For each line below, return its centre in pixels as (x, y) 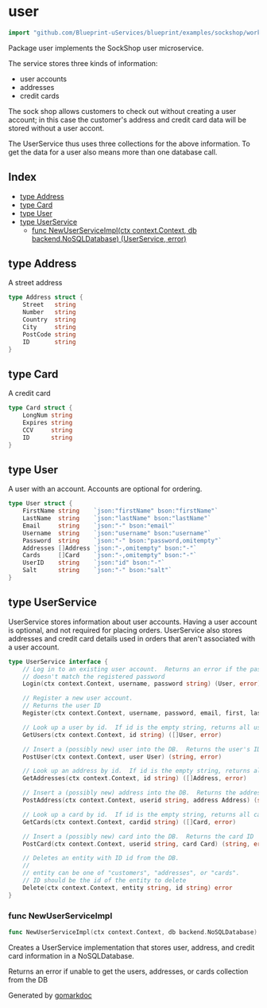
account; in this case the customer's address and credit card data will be (127, 120)
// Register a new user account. (78, 698)
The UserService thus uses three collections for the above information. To (129, 143)
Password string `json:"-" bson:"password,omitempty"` (122, 540)
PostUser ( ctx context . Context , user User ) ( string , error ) (122, 757)
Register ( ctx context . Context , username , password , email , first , (135, 713)
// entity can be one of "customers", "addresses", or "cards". (131, 873)
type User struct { (41, 504)
